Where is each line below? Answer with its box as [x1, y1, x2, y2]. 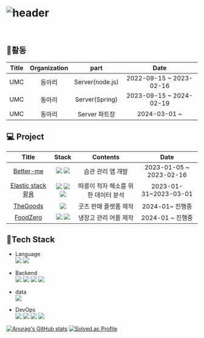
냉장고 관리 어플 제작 [78, 213, 134, 221]
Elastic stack [10, 181, 47, 189]
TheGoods [13, 201, 44, 210]
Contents [92, 152, 120, 161]
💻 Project [6, 132, 44, 142]
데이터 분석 [94, 191, 124, 199]
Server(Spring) [75, 95, 118, 103]
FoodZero [14, 213, 42, 221]
